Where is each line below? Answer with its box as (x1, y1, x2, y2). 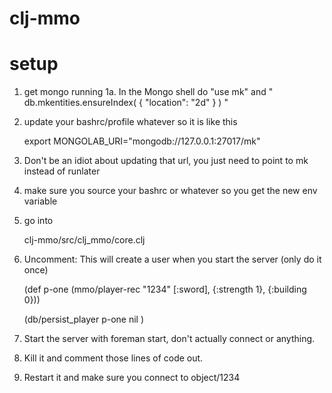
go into (23, 215, 54, 227)
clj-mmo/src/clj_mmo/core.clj (23, 234, 146, 246)
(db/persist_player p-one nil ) (23, 313, 145, 326)
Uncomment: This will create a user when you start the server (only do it (23, 253, 322, 266)
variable (23, 195, 58, 207)
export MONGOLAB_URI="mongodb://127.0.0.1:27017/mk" (23, 135, 261, 147)
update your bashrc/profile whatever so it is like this (23, 116, 238, 128)
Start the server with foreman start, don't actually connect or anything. (23, 333, 316, 345)
